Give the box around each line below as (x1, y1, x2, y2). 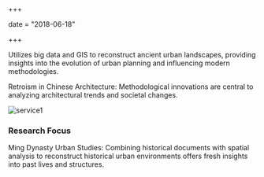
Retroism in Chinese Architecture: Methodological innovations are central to (8, 82, 254, 91)
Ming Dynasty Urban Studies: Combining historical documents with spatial (8, 143, 250, 153)
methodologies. (8, 67, 59, 76)
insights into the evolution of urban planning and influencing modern (8, 58, 231, 68)
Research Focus (8, 125, 71, 136)
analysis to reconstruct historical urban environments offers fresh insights (8, 151, 248, 161)
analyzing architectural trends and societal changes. (8, 90, 179, 99)
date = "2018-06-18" (8, 20, 76, 28)
